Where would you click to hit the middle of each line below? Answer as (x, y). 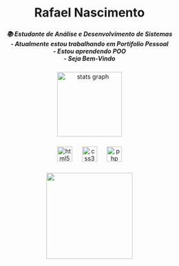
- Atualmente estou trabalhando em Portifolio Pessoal (89, 44)
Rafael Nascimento (89, 13)
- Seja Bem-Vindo (89, 59)
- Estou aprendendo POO (89, 51)
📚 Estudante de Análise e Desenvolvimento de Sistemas (89, 34)
